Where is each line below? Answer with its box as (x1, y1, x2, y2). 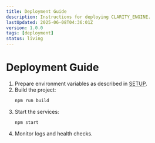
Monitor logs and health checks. (14, 130, 93, 137)
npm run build (14, 97, 49, 103)
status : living (6, 36, 43, 41)
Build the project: (14, 86, 56, 93)
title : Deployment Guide (6, 8, 67, 15)
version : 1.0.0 (6, 25, 43, 31)
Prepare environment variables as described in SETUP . (14, 80, 148, 87)
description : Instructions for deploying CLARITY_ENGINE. (6, 14, 151, 20)
